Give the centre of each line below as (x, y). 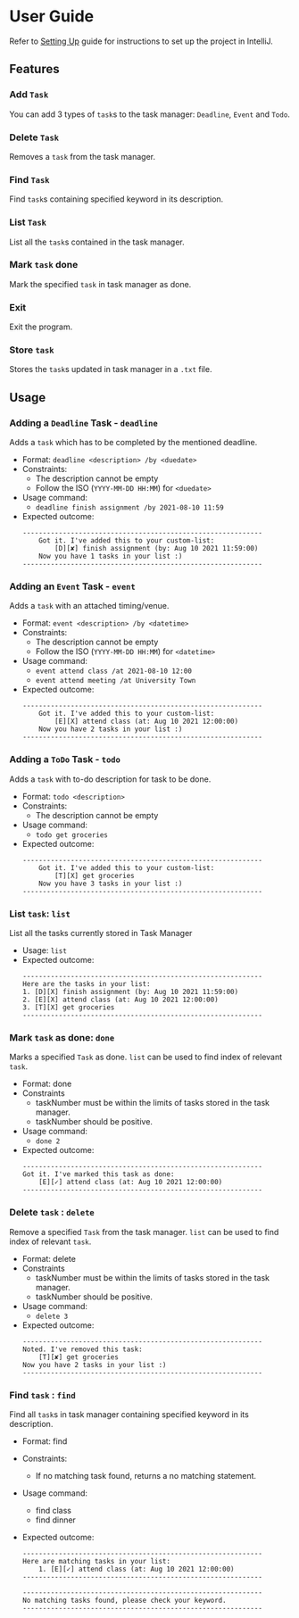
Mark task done (44, 265)
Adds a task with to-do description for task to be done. (110, 779)
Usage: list (44, 950)
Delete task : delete (52, 1213)
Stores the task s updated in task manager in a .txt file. (111, 369)
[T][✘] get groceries (79, 1357)
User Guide (52, 17)
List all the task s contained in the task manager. (97, 242)
